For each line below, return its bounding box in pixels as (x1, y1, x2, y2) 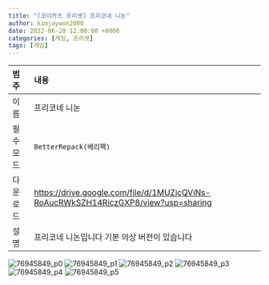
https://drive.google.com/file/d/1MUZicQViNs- (34, 187, 211, 198)
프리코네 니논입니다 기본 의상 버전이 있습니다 (34, 232, 193, 243)
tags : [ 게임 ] (8, 42, 49, 50)
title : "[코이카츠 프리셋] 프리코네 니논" (8, 11, 130, 20)
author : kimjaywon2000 (8, 19, 84, 27)
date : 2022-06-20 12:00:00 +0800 (8, 26, 120, 35)
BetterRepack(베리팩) (34, 142, 110, 152)
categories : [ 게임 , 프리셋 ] (8, 34, 94, 43)
